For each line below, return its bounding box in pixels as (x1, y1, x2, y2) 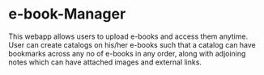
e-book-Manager (8, 5, 126, 23)
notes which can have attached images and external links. (8, 57, 202, 67)
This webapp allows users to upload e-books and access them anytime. (8, 31, 249, 41)
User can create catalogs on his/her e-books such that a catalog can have (8, 40, 257, 49)
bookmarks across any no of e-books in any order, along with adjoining (8, 48, 246, 58)
